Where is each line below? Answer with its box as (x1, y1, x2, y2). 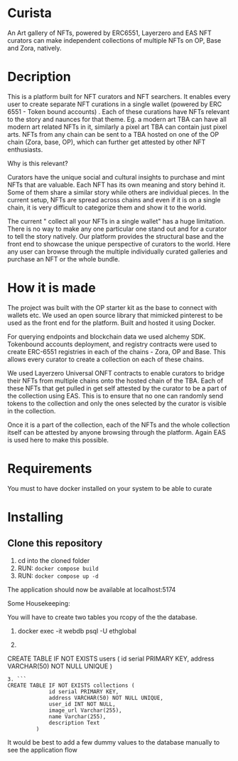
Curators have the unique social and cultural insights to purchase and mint (7, 172, 225, 181)
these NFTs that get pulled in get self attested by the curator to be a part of (7, 383, 227, 393)
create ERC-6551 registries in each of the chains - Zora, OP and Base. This (7, 347, 226, 356)
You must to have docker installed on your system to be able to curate (7, 484, 212, 492)
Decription (7, 69, 71, 85)
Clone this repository (7, 537, 103, 549)
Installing (7, 509, 64, 525)
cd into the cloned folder (17, 556, 90, 564)
